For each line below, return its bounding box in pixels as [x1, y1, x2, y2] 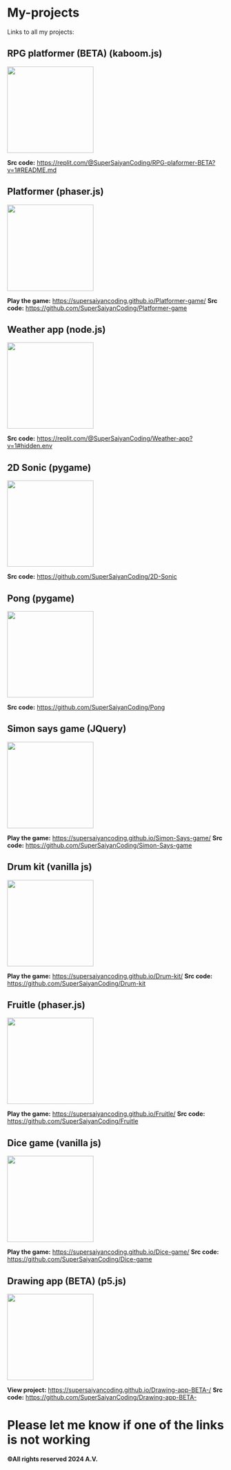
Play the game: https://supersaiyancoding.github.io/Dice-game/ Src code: [7, 1248, 219, 1256]
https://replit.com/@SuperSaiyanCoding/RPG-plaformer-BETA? [37, 158, 216, 166]
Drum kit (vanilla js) [7, 861, 92, 873]
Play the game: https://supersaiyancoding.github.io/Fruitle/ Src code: [7, 1110, 205, 1118]
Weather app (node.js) [7, 323, 106, 336]
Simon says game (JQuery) [7, 723, 127, 735]
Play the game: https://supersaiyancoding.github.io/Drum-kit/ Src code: [7, 971, 213, 980]
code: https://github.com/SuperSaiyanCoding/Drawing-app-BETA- [7, 1393, 197, 1402]
